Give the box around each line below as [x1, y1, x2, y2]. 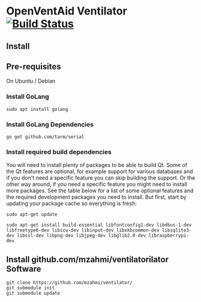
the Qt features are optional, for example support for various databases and [6, 168, 193, 175]
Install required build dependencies [6, 148, 112, 156]
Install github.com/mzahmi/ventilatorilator [6, 254, 169, 265]
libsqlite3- [161, 227, 192, 233]
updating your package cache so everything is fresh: [6, 200, 137, 207]
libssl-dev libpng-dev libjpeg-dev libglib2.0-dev [17, 233, 146, 239]
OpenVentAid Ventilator [6, 4, 127, 18]
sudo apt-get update [6, 212, 58, 218]
